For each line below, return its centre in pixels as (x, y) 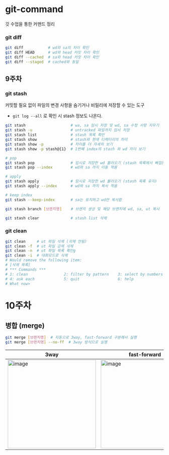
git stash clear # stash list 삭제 (56, 218)
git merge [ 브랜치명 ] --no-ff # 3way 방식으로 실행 (56, 342)
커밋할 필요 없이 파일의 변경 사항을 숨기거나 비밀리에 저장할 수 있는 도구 (75, 105)
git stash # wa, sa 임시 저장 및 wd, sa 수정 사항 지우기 (82, 125)
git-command (34, 9)
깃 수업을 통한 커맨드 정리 (30, 24)
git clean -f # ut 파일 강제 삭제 (39, 246)
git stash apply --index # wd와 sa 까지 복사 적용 (61, 186)
